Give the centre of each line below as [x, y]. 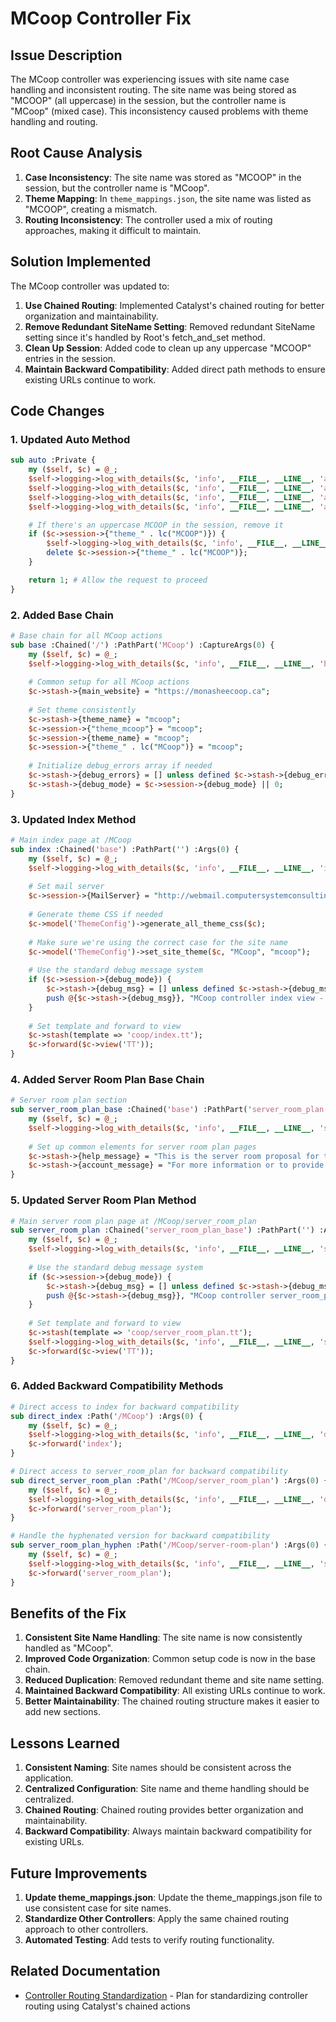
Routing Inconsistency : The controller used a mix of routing [148, 219]
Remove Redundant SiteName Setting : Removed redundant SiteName [170, 326]
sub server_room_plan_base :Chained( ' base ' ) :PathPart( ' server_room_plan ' [169, 1110]
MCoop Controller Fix [101, 18]
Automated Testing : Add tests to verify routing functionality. [149, 1939]
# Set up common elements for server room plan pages [142, 1147]
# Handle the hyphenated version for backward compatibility [140, 1536]
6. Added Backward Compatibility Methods [117, 1386]
